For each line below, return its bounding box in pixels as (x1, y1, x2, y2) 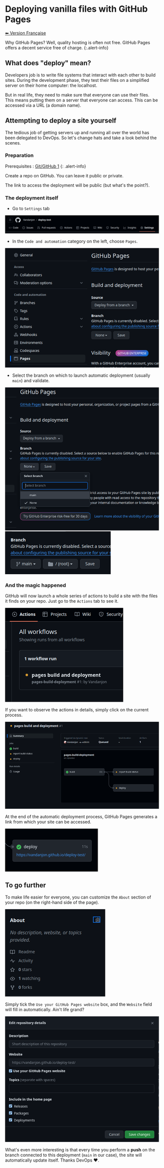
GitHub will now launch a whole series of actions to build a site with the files (5, 593, 158, 599)
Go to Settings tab (12, 206, 50, 212)
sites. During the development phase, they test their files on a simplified (5, 77, 149, 83)
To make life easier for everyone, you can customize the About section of (5, 894, 151, 900)
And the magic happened (5, 582, 66, 588)
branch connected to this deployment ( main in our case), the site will (5, 1152, 143, 1158)
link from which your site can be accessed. (5, 819, 92, 825)
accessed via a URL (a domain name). (5, 102, 82, 108)
